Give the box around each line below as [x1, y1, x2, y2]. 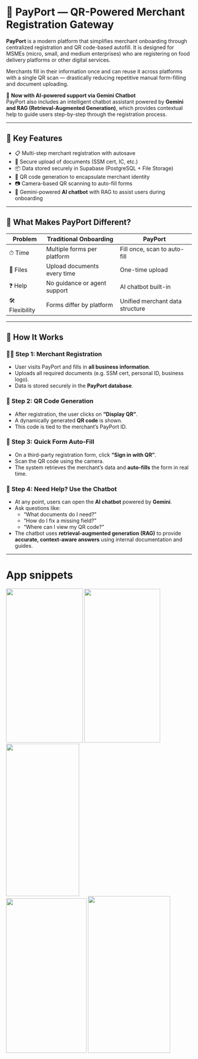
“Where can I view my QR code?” [23, 524, 104, 531]
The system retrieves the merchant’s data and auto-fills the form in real [14, 464, 189, 471]
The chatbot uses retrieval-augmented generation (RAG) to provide [14, 529, 181, 537]
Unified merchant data [120, 297, 182, 305]
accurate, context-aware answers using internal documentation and [14, 536, 183, 543]
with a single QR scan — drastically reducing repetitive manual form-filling [6, 74, 187, 81]
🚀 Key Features [6, 133, 63, 144]
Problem [12, 235, 37, 243]
